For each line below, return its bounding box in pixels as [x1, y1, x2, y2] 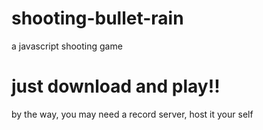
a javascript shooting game [11, 40, 123, 52]
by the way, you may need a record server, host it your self [11, 108, 254, 120]
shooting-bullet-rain [11, 7, 184, 30]
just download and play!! [11, 75, 221, 98]
